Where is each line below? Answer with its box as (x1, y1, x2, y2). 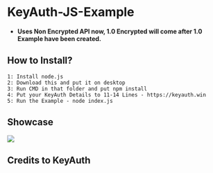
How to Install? (7, 55, 73, 67)
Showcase (7, 116, 54, 129)
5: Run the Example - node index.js (7, 97, 113, 104)
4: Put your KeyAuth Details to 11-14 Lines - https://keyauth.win (7, 91, 207, 98)
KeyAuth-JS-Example (7, 4, 135, 20)
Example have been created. (17, 34, 102, 42)
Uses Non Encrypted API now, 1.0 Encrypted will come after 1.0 (17, 27, 203, 35)
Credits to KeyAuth (7, 154, 91, 166)
